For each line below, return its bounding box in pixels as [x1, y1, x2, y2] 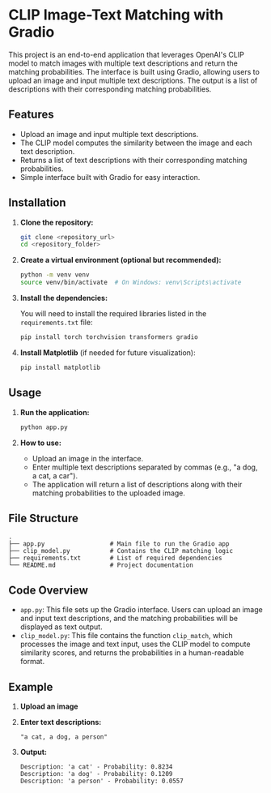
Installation [8, 196, 66, 210]
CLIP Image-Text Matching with [8, 6, 224, 24]
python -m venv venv [19, 271, 90, 279]
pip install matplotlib [19, 363, 101, 371]
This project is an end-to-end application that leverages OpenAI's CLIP [8, 49, 244, 59]
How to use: [19, 438, 62, 448]
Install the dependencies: [19, 294, 108, 303]
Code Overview [8, 583, 89, 597]
